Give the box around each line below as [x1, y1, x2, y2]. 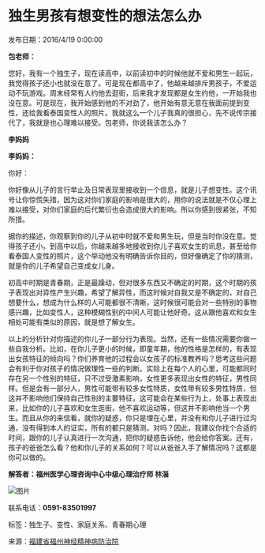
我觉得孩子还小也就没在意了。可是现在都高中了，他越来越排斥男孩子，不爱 [8, 78, 250, 88]
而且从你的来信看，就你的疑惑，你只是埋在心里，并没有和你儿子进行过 [21, 412, 250, 423]
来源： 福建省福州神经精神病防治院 [8, 536, 119, 546]
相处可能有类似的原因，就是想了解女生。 [8, 317, 140, 326]
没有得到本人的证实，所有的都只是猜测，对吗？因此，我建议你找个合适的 [21, 423, 257, 432]
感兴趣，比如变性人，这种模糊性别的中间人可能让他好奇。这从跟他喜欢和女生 [8, 307, 257, 317]
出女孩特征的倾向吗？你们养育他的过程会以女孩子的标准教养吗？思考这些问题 [8, 353, 257, 363]
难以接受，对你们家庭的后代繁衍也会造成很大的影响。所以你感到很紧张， [8, 205, 243, 214]
